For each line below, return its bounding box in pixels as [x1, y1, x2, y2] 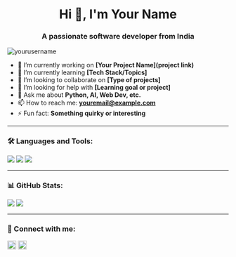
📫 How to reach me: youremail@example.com [17, 98, 156, 107]
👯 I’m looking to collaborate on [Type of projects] [17, 76, 161, 84]
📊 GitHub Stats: [7, 180, 63, 190]
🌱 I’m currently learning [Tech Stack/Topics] [17, 68, 147, 77]
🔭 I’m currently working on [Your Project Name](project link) [17, 61, 195, 70]
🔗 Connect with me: [7, 224, 76, 234]
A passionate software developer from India [41, 32, 195, 41]
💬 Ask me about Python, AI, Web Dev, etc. [17, 91, 142, 99]
